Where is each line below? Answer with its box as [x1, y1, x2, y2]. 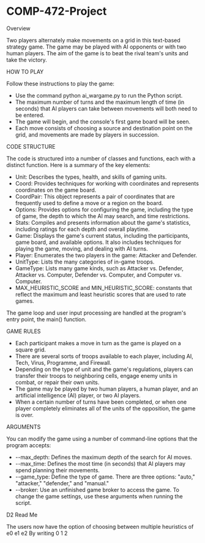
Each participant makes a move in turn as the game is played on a [15, 339, 182, 346]
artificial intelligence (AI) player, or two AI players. [15, 391, 141, 399]
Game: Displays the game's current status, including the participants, [15, 232, 190, 239]
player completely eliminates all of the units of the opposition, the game [15, 404, 196, 412]
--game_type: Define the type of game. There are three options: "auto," [15, 473, 195, 480]
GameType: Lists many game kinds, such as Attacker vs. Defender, [15, 264, 184, 271]
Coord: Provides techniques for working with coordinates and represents [15, 179, 199, 187]
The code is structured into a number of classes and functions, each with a [6, 155, 196, 162]
